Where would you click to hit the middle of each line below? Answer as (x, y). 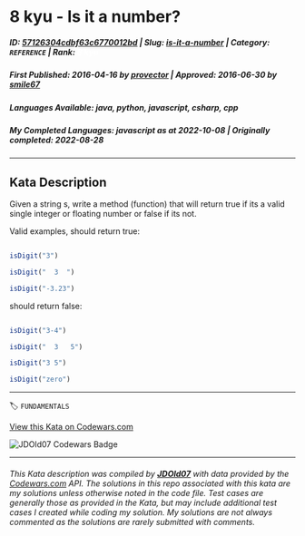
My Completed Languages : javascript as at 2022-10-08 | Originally (140, 130)
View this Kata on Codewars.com (72, 427)
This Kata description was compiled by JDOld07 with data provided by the (149, 473)
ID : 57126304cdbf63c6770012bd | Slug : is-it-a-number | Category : (140, 42)
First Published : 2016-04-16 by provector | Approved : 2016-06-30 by (143, 75)
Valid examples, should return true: (75, 231)
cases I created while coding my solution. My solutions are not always (141, 512)
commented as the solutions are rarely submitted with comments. (133, 521)
